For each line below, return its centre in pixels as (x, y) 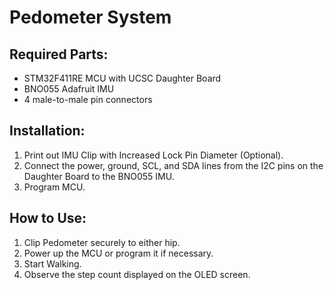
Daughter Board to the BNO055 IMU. (99, 176)
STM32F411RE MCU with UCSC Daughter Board (122, 78)
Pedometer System (90, 17)
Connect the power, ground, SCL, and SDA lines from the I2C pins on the (173, 165)
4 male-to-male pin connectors (88, 99)
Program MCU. (54, 187)
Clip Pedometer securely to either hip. (102, 242)
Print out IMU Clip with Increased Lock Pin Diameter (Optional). (153, 155)
